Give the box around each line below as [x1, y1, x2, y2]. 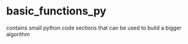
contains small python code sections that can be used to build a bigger [6, 24, 182, 31]
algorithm [6, 30, 30, 37]
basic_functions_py [6, 4, 107, 18]
